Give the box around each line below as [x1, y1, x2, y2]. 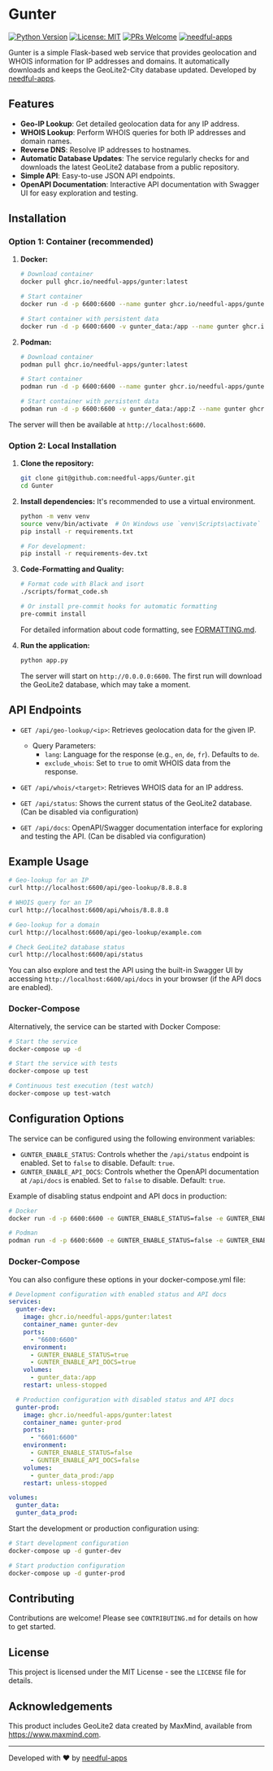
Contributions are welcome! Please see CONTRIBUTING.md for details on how [8, 1613, 258, 1623]
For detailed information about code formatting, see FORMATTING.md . [19, 625, 258, 634]
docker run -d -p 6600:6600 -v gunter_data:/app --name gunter [19, 322, 240, 331]
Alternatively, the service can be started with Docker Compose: [8, 1021, 221, 1031]
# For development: [19, 542, 87, 550]
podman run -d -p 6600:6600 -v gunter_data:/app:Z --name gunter [19, 405, 246, 414]
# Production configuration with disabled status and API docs [15, 1396, 234, 1404]
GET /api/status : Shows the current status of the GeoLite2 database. [19, 798, 253, 808]
